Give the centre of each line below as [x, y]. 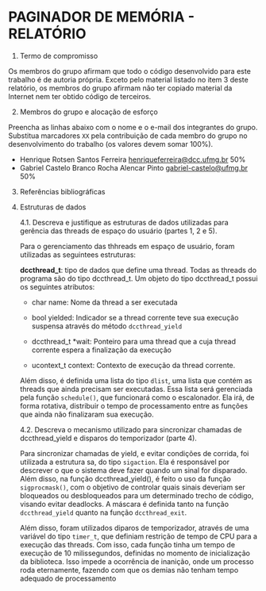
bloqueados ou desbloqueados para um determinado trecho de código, [137, 495]
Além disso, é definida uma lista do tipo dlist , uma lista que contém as [136, 380]
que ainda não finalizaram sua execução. [87, 414]
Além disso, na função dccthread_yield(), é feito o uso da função [125, 478]
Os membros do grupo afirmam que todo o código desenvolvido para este [130, 71]
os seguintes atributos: [57, 286]
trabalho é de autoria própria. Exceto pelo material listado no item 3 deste [128, 79]
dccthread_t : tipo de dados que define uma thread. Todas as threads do [138, 270]
